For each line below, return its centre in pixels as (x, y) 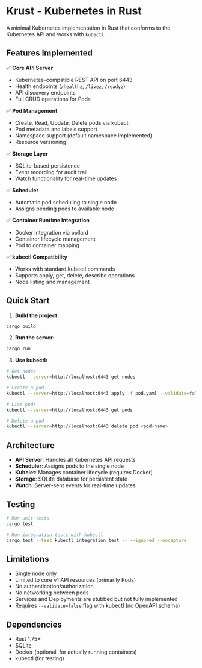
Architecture (31, 445)
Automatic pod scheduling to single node (66, 202)
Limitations (28, 559)
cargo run (19, 349)
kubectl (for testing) (39, 658)
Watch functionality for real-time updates (66, 178)
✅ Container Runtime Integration (48, 220)
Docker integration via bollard (51, 232)
